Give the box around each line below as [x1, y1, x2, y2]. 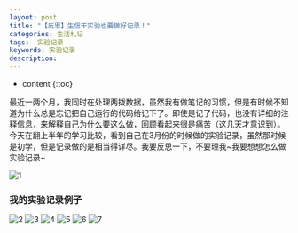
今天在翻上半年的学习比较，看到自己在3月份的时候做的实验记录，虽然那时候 [9, 130, 286, 140]
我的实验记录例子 [9, 193, 82, 206]
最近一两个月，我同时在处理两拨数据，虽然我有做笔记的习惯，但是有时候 [9, 97, 273, 107]
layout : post [9, 12, 58, 22]
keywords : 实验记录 [9, 46, 76, 55]
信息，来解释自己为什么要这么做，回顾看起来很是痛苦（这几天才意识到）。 [16, 119, 286, 129]
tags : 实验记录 [9, 37, 64, 47]
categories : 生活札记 [9, 29, 84, 38]
